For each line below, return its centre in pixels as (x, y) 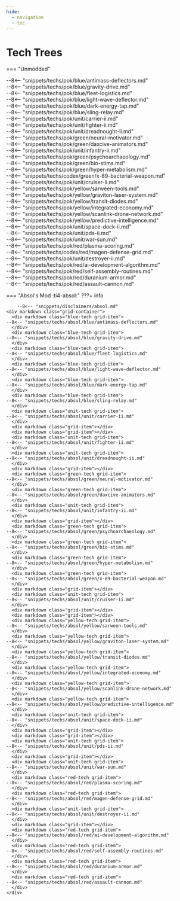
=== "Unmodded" (28, 69)
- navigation (28, 17)
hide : (13, 12)
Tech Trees (34, 52)
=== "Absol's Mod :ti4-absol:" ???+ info (55, 296)
